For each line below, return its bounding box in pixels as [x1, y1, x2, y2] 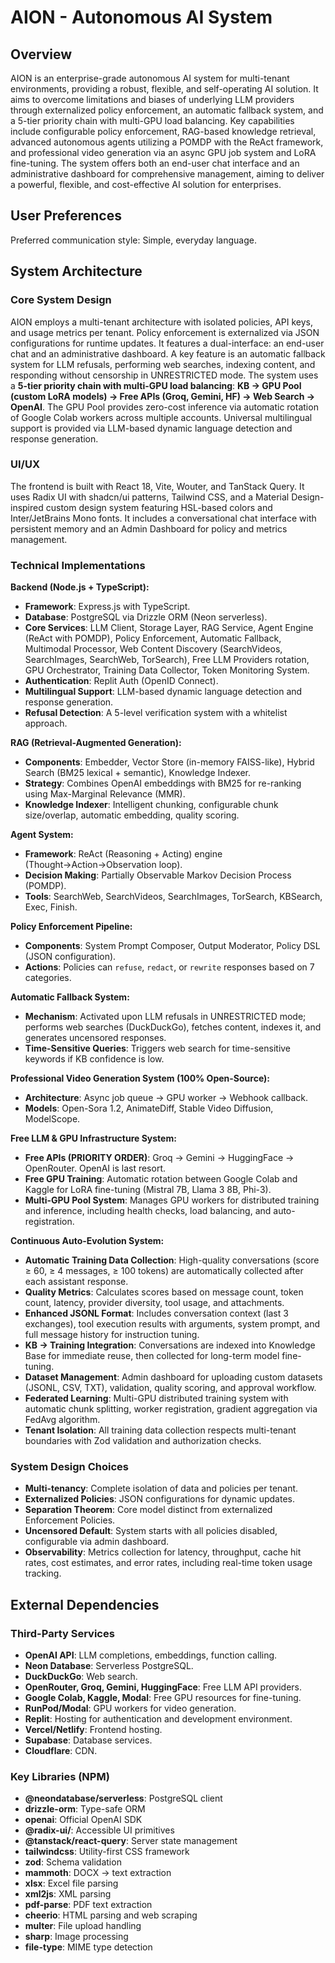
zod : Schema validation [24, 1856, 122, 1868]
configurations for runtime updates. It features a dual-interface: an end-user [10, 337, 325, 349]
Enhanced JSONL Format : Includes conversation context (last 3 [24, 1307, 289, 1320]
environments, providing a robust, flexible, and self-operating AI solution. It [10, 83, 319, 95]
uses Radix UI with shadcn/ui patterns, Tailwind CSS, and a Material [10, 491, 290, 503]
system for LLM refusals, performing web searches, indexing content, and [10, 358, 316, 370]
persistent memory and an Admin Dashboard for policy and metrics [10, 522, 288, 535]
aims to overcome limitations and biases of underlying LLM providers [10, 94, 295, 105]
